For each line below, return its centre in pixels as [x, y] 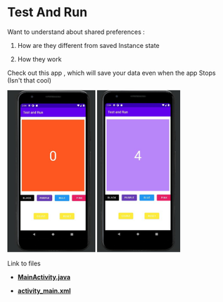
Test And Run [47, 12]
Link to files [24, 263]
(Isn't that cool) [29, 80]
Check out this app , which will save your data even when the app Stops [111, 73]
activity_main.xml [44, 291]
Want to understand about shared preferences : [76, 32]
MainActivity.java [44, 277]
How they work [39, 59]
